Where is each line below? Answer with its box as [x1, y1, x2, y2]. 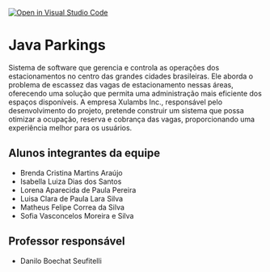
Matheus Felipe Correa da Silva [19, 202, 125, 212]
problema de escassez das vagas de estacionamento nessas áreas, [8, 79, 234, 89]
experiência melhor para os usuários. [8, 122, 133, 133]
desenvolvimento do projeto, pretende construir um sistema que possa [8, 105, 244, 115]
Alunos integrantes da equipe [8, 147, 161, 160]
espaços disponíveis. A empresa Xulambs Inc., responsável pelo [8, 97, 223, 107]
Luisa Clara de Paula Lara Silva [19, 193, 124, 203]
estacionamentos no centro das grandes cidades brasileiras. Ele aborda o [8, 71, 253, 81]
